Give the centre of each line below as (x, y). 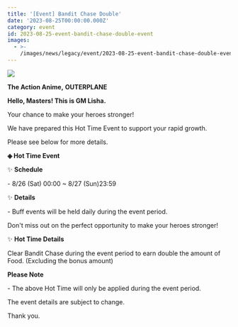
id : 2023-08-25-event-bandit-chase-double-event (80, 34)
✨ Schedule (25, 169)
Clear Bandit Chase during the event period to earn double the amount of (114, 253)
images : (19, 40)
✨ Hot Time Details (36, 239)
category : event (31, 27)
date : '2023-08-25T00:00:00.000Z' (58, 21)
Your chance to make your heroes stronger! (71, 114)
